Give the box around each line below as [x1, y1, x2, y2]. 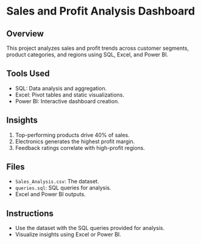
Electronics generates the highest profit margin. [15, 138, 135, 145]
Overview [6, 29, 44, 39]
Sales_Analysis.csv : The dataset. [15, 178, 99, 185]
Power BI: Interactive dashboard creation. [15, 97, 120, 104]
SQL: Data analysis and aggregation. [15, 84, 107, 92]
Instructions [6, 208, 54, 219]
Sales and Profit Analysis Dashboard [6, 4, 196, 18]
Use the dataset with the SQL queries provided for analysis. [15, 225, 165, 232]
